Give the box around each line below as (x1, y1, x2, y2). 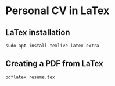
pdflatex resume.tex (5, 74, 56, 80)
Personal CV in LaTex (5, 4, 110, 18)
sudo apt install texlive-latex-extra (5, 43, 99, 49)
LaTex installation (5, 27, 70, 37)
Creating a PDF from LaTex (5, 59, 104, 68)
